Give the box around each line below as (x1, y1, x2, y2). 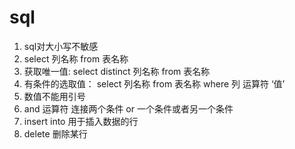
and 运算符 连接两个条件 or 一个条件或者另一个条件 (23, 102, 234, 115)
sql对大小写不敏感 (23, 40, 99, 52)
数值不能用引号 (23, 90, 86, 102)
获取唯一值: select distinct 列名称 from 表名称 (23, 65, 211, 77)
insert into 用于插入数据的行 (23, 115, 139, 127)
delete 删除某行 (23, 127, 88, 140)
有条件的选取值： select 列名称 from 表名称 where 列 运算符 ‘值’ (23, 77, 286, 90)
